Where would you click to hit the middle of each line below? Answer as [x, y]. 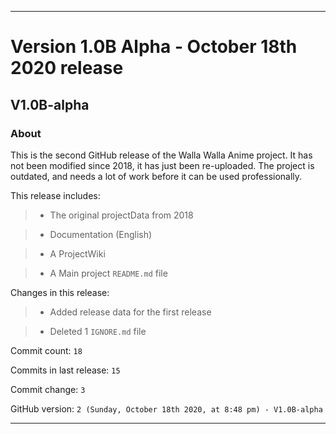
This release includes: [55, 195]
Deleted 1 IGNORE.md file [98, 331]
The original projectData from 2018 [121, 215]
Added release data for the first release [130, 312]
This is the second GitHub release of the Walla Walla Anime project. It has [161, 155]
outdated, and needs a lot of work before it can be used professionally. [156, 176]
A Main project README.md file [108, 273]
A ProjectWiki [77, 253]
